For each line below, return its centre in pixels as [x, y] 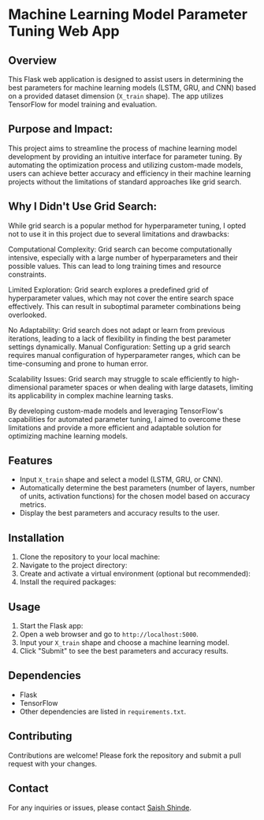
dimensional [28, 387]
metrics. [33, 505]
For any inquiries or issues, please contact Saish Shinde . [100, 807]
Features [30, 461]
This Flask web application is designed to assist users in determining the [126, 79]
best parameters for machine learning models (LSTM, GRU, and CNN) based [132, 88]
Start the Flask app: [51, 626]
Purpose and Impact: [60, 129]
